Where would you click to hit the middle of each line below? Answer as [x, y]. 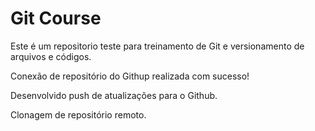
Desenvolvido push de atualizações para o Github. [114, 95]
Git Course [56, 18]
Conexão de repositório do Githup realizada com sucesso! [130, 76]
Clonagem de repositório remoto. [78, 114]
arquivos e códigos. [51, 56]
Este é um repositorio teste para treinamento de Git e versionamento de [157, 46]
